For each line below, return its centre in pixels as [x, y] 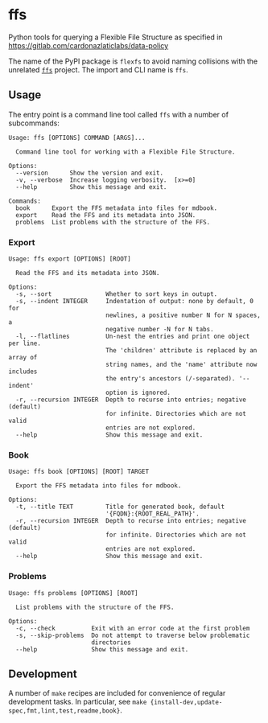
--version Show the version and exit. [89, 173]
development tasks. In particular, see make [78, 702]
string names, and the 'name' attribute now [181, 365]
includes [23, 372]
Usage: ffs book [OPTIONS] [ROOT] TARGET [79, 472]
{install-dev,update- [186, 702]
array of [23, 358]
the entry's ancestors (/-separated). [171, 379]
